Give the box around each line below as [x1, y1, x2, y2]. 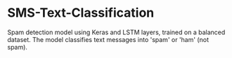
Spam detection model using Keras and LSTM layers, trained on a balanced [7, 28, 226, 36]
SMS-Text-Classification [7, 5, 155, 21]
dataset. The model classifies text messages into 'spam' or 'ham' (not [7, 35, 210, 43]
